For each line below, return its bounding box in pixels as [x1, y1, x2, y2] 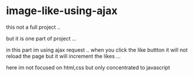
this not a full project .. [6, 24, 61, 31]
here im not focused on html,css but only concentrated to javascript [6, 63, 170, 71]
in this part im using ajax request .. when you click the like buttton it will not [6, 46, 188, 53]
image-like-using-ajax [6, 4, 118, 18]
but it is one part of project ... [6, 35, 77, 42]
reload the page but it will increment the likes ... [6, 52, 121, 59]
